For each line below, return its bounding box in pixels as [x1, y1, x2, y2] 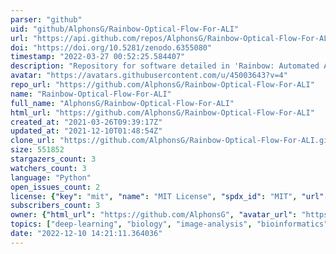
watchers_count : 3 [10, 163, 87, 173]
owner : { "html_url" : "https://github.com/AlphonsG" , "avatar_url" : [10, 210, 298, 220]
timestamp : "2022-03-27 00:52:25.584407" [10, 52, 186, 62]
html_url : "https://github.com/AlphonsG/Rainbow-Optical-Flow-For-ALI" [10, 107, 315, 118]
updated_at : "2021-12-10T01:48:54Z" [10, 126, 163, 136]
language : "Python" [10, 172, 92, 183]
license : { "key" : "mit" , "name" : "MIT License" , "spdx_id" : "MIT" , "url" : [10, 191, 329, 201]
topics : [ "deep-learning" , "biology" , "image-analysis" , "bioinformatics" [10, 219, 329, 230]
